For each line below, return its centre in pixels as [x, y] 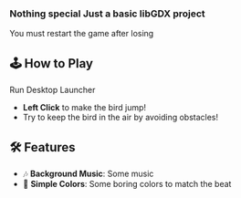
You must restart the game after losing [82, 34]
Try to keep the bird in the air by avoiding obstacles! [120, 118]
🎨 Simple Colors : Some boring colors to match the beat [127, 183]
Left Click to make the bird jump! [84, 108]
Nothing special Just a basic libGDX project [107, 14]
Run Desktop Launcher [52, 90]
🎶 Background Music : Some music [88, 173]
